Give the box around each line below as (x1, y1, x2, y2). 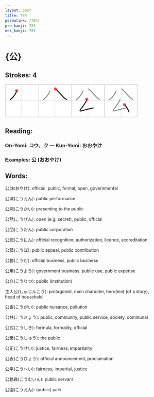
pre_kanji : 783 (5, 23, 36, 28)
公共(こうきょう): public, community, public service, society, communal (5, 314, 148, 320)
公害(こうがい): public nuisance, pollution (5, 304, 87, 310)
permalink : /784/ (5, 18, 40, 23)
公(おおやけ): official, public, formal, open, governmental (5, 185, 118, 191)
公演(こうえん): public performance (5, 196, 76, 202)
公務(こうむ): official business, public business (5, 258, 99, 263)
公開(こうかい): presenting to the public (5, 206, 84, 212)
